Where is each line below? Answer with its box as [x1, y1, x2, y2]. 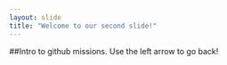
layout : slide [9, 12, 62, 22]
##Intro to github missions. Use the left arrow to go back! [9, 45, 219, 56]
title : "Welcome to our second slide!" [9, 21, 158, 30]
